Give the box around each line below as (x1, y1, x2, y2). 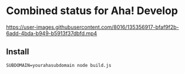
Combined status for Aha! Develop (6, 4, 178, 18)
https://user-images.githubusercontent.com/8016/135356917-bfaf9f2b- (6, 23, 179, 31)
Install (6, 47, 29, 57)
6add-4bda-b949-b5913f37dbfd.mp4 (6, 29, 97, 36)
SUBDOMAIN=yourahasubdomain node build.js (6, 62, 112, 68)
